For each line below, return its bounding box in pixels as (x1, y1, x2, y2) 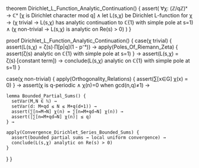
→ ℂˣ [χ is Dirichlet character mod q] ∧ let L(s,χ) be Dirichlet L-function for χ (6, 12, 193, 19)
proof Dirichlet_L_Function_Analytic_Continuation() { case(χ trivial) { (6, 37, 172, 44)
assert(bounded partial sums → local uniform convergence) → (11, 135, 166, 141)
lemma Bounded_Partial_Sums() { (6, 93, 86, 99)
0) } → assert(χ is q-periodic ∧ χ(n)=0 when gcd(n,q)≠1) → (6, 82, 150, 88)
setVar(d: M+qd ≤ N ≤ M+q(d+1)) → (11, 103, 97, 109)
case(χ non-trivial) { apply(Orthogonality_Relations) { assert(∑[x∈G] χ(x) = (6, 75, 188, 82)
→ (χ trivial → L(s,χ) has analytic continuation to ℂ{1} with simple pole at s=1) (6, 19, 194, 26)
